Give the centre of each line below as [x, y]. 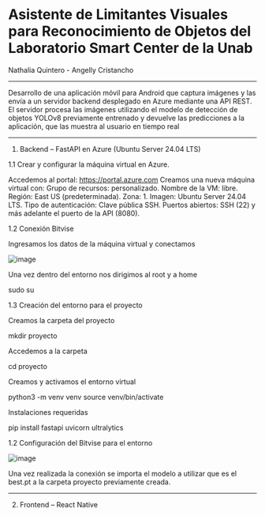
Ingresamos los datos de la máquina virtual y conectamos [102, 243]
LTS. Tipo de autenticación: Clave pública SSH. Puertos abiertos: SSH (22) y [132, 205]
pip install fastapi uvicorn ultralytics [66, 427]
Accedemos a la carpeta [48, 351]
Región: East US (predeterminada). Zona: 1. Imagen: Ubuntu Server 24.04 [127, 196]
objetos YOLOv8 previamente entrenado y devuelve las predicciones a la [126, 118]
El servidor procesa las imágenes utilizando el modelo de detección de [123, 109]
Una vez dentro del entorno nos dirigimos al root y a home [103, 274]
